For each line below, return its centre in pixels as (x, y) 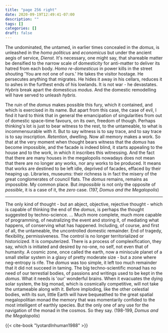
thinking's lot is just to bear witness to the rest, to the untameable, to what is (84, 126)
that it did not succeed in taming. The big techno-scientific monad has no (81, 268)
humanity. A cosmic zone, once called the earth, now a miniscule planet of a (84, 252)
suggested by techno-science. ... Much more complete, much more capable (83, 215)
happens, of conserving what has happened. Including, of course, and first (82, 225)
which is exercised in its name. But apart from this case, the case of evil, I (81, 110)
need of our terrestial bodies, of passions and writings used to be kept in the (84, 273)
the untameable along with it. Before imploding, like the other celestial (77, 289)
